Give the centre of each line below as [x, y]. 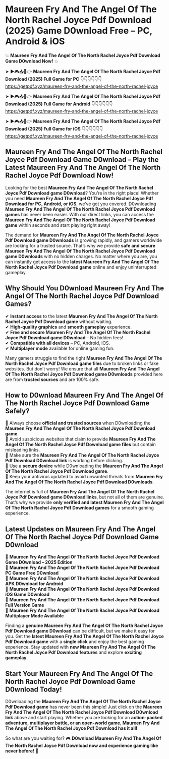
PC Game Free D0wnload [32, 573]
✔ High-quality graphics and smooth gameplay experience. [69, 327]
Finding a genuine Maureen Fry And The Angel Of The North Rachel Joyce [84, 625]
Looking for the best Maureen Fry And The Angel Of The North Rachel [79, 187]
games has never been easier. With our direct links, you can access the [79, 214]
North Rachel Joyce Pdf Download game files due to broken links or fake [82, 363]
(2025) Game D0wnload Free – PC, [79, 31]
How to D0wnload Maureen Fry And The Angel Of [84, 395]
